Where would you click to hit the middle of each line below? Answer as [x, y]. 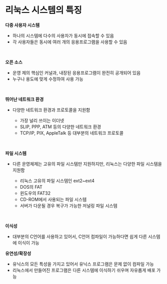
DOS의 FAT [31, 187]
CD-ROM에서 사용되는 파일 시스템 [53, 199]
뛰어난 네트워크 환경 [24, 99]
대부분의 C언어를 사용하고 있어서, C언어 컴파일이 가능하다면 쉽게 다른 [80, 236]
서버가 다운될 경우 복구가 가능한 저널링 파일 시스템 [68, 206]
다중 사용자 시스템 [22, 25]
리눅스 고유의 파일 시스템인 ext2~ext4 [57, 181]
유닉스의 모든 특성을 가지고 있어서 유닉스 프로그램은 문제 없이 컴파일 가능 [83, 264]
